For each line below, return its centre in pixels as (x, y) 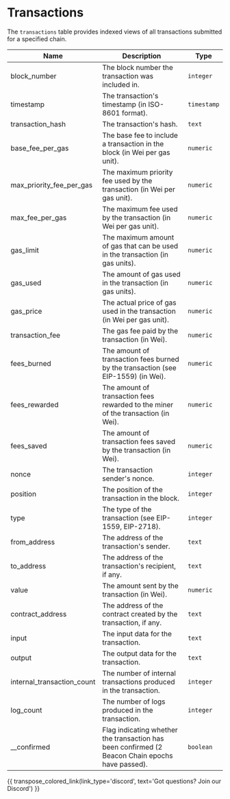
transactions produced (139, 682)
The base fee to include (140, 135)
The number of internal (139, 673)
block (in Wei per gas (136, 152)
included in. (121, 84)
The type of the (127, 509)
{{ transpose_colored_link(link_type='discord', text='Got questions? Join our (114, 781)
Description (142, 56)
